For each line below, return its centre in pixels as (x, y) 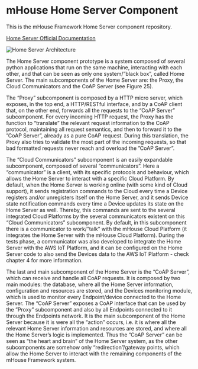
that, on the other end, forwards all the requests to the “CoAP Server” (91, 110)
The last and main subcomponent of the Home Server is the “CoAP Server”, (98, 272)
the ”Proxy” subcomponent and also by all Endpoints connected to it (89, 309)
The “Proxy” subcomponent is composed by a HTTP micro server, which (95, 98)
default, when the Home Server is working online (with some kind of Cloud (97, 185)
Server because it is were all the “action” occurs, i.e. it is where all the (91, 322)
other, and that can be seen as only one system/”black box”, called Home (95, 73)
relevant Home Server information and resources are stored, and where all (97, 328)
